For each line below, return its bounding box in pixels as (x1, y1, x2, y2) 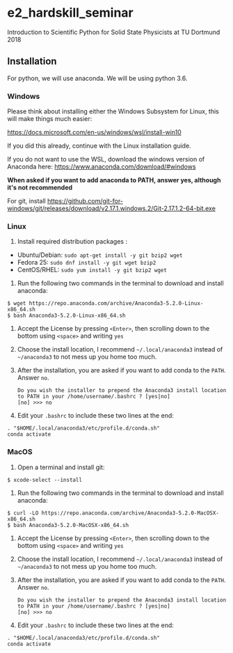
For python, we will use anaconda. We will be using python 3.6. (7, 74, 188, 82)
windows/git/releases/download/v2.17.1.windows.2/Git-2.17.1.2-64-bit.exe (7, 204, 216, 213)
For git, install (7, 197, 47, 205)
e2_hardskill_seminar (7, 5, 134, 21)
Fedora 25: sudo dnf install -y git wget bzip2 (17, 258, 156, 267)
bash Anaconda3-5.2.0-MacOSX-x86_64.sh (13, 521, 129, 528)
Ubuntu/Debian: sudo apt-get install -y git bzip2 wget (17, 251, 183, 259)
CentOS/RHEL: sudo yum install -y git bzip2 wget (17, 266, 167, 274)
